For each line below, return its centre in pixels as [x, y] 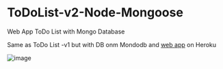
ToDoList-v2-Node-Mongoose [95, 13]
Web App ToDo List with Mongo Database [66, 31]
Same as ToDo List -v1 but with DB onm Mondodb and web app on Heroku [112, 44]
